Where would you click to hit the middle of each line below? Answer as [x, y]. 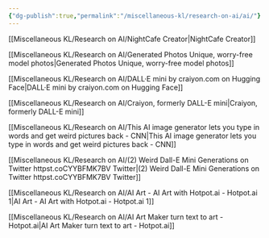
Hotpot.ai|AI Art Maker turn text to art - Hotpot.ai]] [91, 225]
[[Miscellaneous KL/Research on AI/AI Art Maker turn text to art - [116, 217]
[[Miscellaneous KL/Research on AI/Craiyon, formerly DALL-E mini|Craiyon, [133, 102]
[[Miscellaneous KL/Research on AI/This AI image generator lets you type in [134, 127]
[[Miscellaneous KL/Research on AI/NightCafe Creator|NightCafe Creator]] [132, 39]
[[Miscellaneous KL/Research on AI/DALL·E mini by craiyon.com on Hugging [134, 78]
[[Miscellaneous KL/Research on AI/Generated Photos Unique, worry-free [131, 54]
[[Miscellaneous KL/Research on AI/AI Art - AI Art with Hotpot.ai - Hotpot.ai [133, 192]
